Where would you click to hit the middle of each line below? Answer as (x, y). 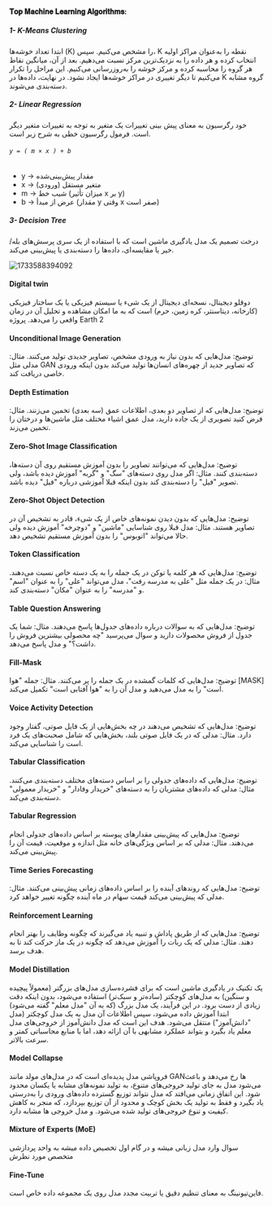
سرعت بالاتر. (29, 1039)
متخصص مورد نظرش (41, 1156)
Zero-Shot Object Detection (57, 500)
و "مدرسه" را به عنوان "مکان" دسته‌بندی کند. (77, 590)
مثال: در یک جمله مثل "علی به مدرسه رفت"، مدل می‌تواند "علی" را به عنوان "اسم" (135, 581)
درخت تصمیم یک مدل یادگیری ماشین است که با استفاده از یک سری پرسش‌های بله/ (134, 241)
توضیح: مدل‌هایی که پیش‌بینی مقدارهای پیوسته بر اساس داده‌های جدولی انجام (125, 834)
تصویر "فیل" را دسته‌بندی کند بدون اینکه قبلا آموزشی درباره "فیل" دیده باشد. (124, 481)
